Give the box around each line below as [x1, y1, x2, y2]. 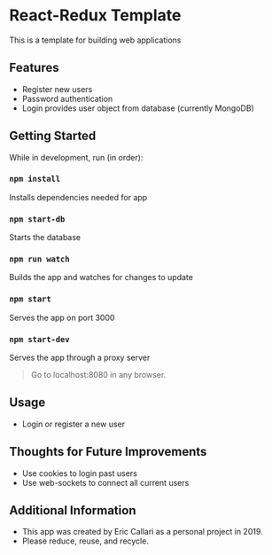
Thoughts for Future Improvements [9, 444, 207, 459]
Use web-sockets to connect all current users [21, 477, 190, 488]
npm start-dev [9, 334, 70, 344]
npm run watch [9, 254, 70, 264]
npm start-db [9, 214, 66, 224]
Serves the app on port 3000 [9, 312, 115, 323]
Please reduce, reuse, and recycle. [21, 535, 149, 546]
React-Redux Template [9, 5, 182, 26]
